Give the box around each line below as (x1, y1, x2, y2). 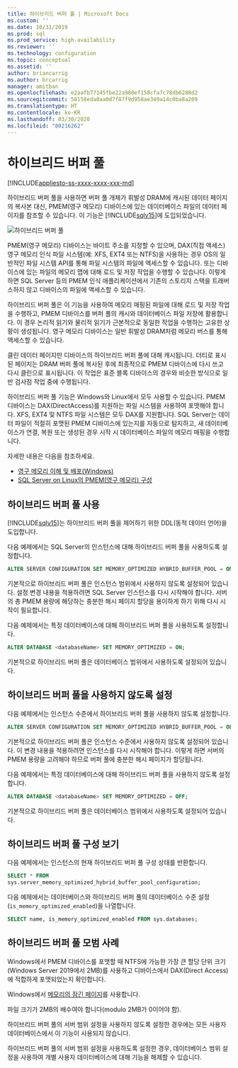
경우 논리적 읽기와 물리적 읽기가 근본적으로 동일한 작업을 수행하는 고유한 (23, 318, 223, 326)
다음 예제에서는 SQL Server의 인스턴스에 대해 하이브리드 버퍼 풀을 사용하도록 (7, 542, 221, 551)
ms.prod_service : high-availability (7, 37, 115, 44)
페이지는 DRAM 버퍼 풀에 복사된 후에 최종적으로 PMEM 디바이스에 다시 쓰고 (14, 360, 225, 368)
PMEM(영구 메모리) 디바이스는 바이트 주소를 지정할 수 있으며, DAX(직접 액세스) (7, 242, 226, 250)
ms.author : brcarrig (7, 76, 69, 84)
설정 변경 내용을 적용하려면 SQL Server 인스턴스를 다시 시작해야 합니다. (16, 589, 215, 597)
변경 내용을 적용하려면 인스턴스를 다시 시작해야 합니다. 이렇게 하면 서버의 (23, 746, 225, 754)
